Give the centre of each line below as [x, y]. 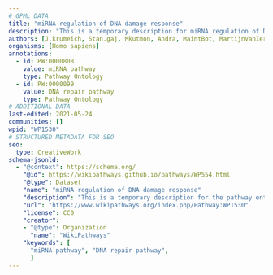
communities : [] [36, 122]
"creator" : [41, 220]
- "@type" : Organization [65, 228]
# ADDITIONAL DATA [39, 107]
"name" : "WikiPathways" [70, 236]
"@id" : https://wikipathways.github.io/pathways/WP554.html [127, 175]
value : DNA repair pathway [69, 92]
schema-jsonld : [34, 159]
